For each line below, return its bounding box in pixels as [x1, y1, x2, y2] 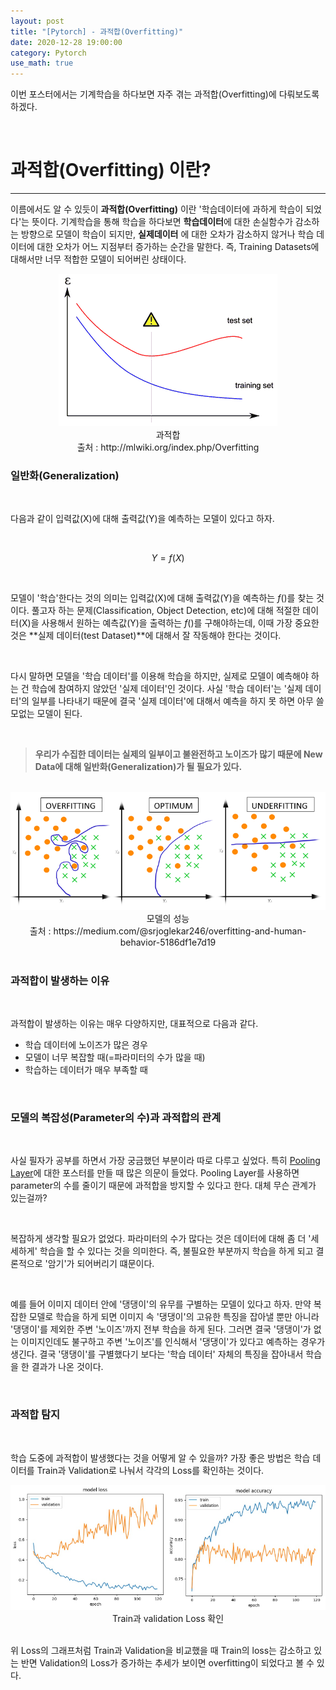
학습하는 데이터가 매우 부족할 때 [24, 1063, 148, 1075]
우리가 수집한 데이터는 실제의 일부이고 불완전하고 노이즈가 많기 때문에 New [34, 748, 323, 760]
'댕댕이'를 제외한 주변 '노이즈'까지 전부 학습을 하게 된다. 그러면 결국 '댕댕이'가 [10, 1323, 312, 1335]
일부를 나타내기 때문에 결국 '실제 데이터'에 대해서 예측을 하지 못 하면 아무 [31, 695, 314, 707]
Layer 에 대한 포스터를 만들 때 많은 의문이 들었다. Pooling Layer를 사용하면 [10, 1167, 300, 1179]
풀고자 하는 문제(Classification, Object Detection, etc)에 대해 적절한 [31, 605, 301, 617]
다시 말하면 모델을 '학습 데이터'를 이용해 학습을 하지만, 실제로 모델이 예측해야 [10, 670, 309, 682]
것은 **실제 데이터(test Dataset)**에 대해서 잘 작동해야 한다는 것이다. [10, 630, 282, 642]
